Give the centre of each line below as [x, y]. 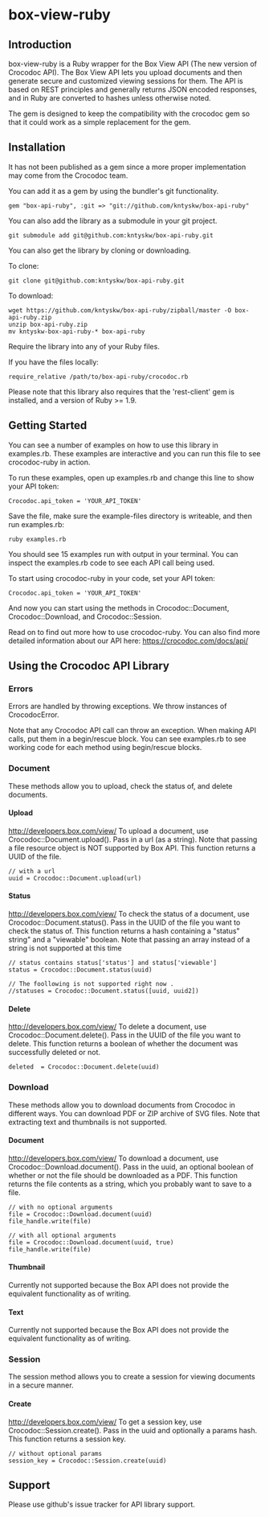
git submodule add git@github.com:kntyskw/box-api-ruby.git [111, 235]
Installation [37, 148]
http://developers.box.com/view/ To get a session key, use [105, 1421]
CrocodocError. [34, 715]
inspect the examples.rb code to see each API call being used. [112, 563]
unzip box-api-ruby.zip [48, 324]
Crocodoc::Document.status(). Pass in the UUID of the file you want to [124, 922]
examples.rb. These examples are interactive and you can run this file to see [134, 453]
